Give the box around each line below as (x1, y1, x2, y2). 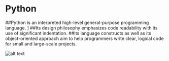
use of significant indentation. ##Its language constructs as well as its (5, 30, 151, 36)
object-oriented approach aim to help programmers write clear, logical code (5, 35, 164, 41)
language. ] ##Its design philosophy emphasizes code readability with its (5, 24, 158, 30)
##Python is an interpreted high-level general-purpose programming (5, 19, 149, 25)
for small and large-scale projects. (5, 40, 77, 46)
